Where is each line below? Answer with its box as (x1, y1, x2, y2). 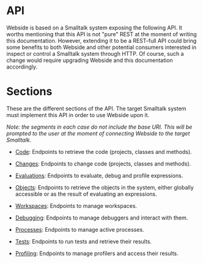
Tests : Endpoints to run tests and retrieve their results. (15, 237, 152, 245)
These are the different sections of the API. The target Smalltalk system (6, 105, 186, 112)
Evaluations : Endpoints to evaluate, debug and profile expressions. (15, 172, 183, 179)
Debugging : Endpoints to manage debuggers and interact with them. (15, 214, 188, 221)
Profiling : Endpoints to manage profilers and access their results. (15, 250, 179, 257)
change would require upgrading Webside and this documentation (6, 56, 173, 64)
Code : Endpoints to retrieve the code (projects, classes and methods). (15, 148, 193, 155)
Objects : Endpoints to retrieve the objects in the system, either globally (15, 183, 194, 191)
